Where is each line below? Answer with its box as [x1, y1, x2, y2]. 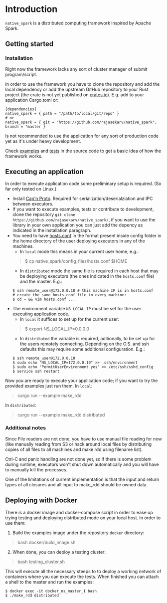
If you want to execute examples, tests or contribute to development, [12, 206, 154, 212]
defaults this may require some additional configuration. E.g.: [19, 346, 145, 352]
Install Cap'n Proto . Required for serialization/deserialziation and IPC [12, 196, 153, 201]
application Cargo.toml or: [5, 97, 59, 103]
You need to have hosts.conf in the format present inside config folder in [12, 233, 162, 239]
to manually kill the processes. [5, 466, 68, 472]
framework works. [5, 153, 43, 159]
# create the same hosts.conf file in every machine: [12, 293, 127, 298]
